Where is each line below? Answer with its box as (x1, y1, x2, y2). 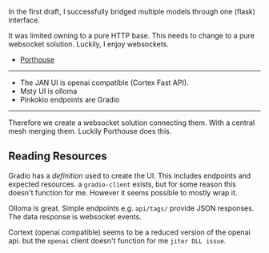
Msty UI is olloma (19, 86, 78, 95)
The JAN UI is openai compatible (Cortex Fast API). (19, 78, 190, 87)
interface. (8, 15, 40, 25)
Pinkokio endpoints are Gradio (19, 95, 120, 104)
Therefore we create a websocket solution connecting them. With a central (8, 118, 255, 127)
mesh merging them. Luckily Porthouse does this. (8, 127, 172, 135)
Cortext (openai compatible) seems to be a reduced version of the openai (8, 227, 251, 237)
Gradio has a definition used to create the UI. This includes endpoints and (8, 171, 251, 180)
